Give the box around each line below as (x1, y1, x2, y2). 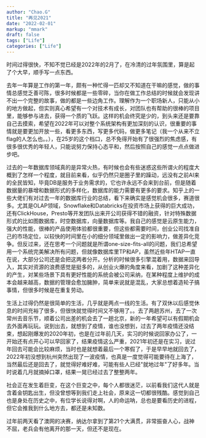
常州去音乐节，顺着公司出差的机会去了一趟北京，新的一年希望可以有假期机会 (6, 314, 200, 322)
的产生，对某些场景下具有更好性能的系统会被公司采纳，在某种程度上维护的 (6, 271, 194, 278)
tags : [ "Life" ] (6, 37, 45, 44)
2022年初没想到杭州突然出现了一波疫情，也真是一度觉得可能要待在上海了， (6, 353, 197, 360)
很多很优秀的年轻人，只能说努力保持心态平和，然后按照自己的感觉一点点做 (6, 142, 194, 150)
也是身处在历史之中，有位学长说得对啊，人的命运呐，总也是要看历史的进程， (6, 396, 200, 404)
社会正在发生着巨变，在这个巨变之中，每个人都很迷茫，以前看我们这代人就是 (6, 381, 200, 388)
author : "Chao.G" (6, 9, 51, 15)
